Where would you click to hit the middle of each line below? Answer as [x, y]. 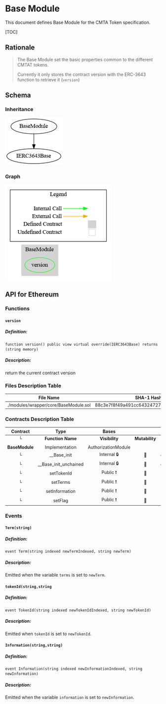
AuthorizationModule [109, 447]
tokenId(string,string [28, 587]
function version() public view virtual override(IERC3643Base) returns [82, 344]
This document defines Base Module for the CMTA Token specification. [78, 22]
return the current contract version [40, 373]
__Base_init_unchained [61, 464]
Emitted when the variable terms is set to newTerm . [55, 575]
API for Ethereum [32, 295]
